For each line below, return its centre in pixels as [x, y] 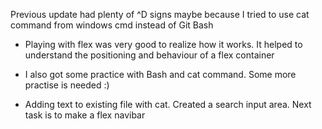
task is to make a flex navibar [85, 115]
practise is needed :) [67, 85]
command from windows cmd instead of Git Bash [112, 25]
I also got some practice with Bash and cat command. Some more [160, 74]
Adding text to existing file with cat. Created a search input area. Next [168, 104]
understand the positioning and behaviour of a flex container [149, 55]
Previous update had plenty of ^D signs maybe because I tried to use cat [160, 14]
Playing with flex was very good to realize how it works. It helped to [163, 44]
